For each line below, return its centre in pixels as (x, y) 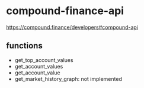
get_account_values (39, 66)
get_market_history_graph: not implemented (68, 79)
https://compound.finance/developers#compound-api (72, 27)
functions (24, 46)
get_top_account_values (44, 60)
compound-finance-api (65, 11)
